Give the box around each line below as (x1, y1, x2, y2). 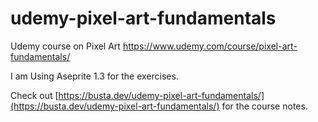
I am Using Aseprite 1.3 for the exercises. (10, 70, 179, 82)
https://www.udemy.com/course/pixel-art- (122, 40, 298, 52)
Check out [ (10, 89, 59, 101)
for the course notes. (221, 100, 308, 112)
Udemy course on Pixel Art (10, 40, 121, 52)
